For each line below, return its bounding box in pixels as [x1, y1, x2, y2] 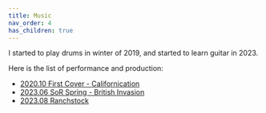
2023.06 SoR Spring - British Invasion [19, 88, 145, 97]
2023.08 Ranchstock [19, 96, 90, 106]
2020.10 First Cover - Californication [19, 79, 140, 88]
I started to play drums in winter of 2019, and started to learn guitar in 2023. [8, 49, 259, 58]
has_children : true [8, 26, 74, 34]
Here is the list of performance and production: [8, 64, 164, 73]
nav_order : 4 [8, 19, 52, 27]
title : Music [8, 11, 52, 20]
